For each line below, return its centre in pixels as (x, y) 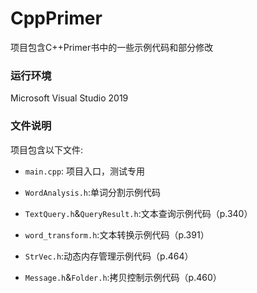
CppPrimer (56, 18)
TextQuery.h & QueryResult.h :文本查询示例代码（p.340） (138, 213)
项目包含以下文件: (47, 149)
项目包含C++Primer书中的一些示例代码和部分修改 (112, 47)
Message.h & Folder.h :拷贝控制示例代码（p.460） (123, 277)
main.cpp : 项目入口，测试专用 (85, 171)
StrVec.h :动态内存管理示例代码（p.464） (109, 256)
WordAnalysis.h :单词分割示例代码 (93, 192)
